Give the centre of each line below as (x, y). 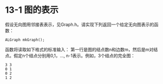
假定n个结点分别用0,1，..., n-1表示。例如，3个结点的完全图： (74, 55)
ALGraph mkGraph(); (25, 40)
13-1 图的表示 (32, 10)
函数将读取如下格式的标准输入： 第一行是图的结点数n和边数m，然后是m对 (79, 49)
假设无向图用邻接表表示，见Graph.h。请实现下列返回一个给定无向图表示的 (80, 24)
